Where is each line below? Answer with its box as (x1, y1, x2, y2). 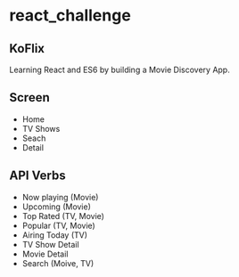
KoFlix (9, 41, 45, 56)
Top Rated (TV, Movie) (21, 210, 105, 221)
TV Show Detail (21, 239, 79, 249)
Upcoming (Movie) (21, 201, 92, 212)
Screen (9, 90, 51, 105)
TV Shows (21, 123, 61, 134)
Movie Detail (21, 248, 69, 259)
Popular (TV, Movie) (21, 220, 95, 231)
